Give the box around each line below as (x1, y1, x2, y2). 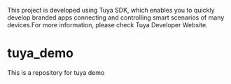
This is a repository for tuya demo (7, 68, 105, 76)
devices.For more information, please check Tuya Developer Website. (7, 21, 208, 29)
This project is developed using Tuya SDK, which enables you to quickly (7, 6, 215, 14)
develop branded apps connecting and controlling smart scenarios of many (7, 13, 225, 22)
